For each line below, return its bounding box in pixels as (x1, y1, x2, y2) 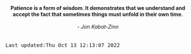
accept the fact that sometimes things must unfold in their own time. (12, 11, 183, 18)
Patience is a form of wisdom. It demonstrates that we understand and (10, 5, 186, 11)
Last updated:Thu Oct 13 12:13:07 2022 (5, 42, 120, 48)
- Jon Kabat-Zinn (77, 23, 119, 30)
